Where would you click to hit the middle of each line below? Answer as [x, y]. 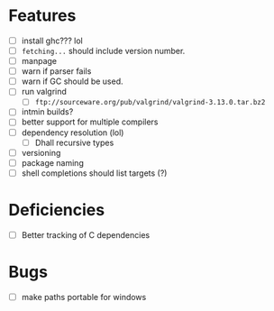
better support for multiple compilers [90, 122]
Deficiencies [57, 210]
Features [42, 16]
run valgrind [44, 92]
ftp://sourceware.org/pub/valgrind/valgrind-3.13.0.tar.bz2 [150, 103]
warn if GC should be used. [72, 81]
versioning [41, 152]
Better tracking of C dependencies [86, 234]
